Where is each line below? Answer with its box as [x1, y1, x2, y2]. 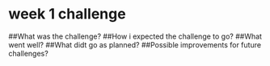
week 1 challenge [8, 5, 127, 23]
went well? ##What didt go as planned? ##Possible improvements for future [8, 39, 261, 49]
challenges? [8, 48, 49, 58]
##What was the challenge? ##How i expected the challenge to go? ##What [8, 31, 263, 41]
